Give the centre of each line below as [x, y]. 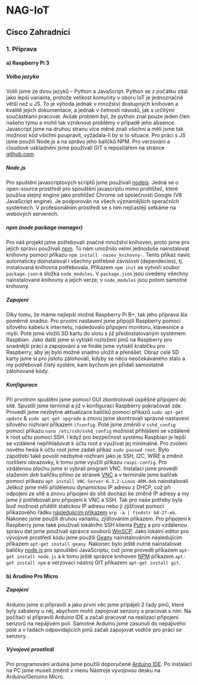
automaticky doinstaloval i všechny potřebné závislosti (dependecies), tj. [95, 261]
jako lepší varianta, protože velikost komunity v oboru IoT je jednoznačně [95, 97]
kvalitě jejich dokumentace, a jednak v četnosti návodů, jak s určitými [90, 110]
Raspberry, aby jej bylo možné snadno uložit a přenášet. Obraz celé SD [92, 352]
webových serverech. [33, 214]
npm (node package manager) [44, 227]
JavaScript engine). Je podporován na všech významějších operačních [92, 201]
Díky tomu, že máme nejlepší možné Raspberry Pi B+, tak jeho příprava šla [97, 314]
